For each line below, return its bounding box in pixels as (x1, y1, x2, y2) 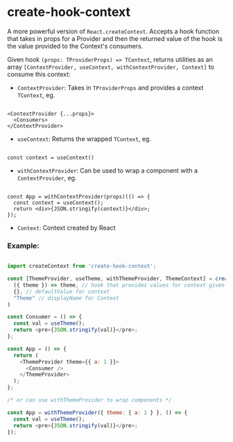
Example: (7, 241, 40, 250)
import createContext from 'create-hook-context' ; (7, 263, 157, 270)
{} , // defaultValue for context (13, 288, 110, 295)
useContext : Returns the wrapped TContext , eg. (17, 135, 151, 143)
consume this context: (7, 70, 71, 78)
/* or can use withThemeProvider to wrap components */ (7, 397, 172, 404)
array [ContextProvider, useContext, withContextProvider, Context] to (7, 62, 215, 71)
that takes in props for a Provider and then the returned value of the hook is (7, 34, 223, 42)
